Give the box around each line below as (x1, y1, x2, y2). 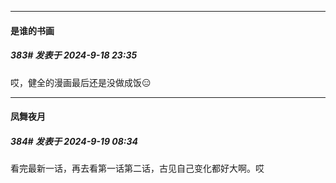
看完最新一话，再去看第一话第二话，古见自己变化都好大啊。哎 (10, 162, 265, 175)
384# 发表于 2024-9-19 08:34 (10, 135, 139, 147)
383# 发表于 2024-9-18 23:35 (10, 49, 138, 61)
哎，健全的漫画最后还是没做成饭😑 (10, 76, 152, 88)
